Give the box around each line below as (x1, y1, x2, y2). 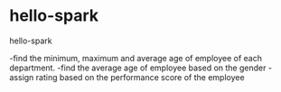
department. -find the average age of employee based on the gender (9, 62, 267, 73)
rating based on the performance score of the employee (35, 71, 246, 82)
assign (9, 71, 34, 82)
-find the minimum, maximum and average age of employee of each (9, 52, 262, 63)
